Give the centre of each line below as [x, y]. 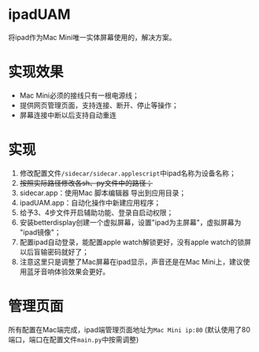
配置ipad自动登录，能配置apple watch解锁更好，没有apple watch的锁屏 [135, 242]
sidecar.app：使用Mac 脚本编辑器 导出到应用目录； [103, 193]
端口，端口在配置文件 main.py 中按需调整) [74, 339]
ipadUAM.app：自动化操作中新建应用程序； [90, 202]
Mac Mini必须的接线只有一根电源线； [79, 95]
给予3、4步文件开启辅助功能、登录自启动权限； [96, 212]
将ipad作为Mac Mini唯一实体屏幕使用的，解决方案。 [92, 37]
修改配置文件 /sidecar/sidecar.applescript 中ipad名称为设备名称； [128, 173]
